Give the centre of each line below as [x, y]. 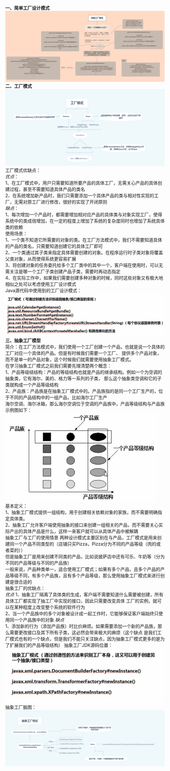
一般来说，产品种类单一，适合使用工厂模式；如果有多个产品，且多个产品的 [83, 569]
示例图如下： [18, 410]
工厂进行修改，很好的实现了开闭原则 [69, 201]
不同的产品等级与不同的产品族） [38, 563]
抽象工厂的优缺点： [25, 588]
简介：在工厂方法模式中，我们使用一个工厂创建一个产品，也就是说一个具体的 [85, 347]
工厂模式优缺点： [23, 170]
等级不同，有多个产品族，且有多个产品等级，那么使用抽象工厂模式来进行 [85, 575]
